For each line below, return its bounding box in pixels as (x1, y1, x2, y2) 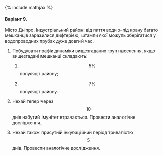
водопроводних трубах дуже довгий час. (5, 38, 94, 44)
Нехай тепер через (12, 98, 54, 104)
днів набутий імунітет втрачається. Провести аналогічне (12, 114, 136, 121)
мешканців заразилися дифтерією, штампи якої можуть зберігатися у (5, 32, 156, 38)
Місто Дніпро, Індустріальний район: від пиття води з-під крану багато (5, 27, 158, 33)
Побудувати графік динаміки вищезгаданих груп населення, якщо (12, 48, 155, 54)
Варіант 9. (5, 16, 27, 22)
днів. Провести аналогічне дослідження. (12, 145, 101, 151)
